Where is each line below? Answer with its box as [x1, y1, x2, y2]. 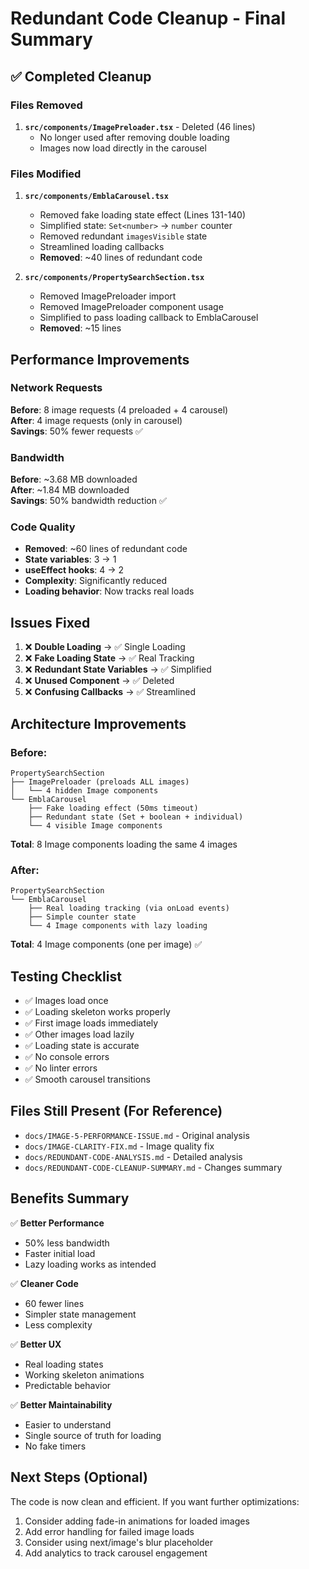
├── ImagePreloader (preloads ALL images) [10, 777, 190, 787]
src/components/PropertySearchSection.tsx [24, 273, 205, 283]
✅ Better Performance [10, 1217, 105, 1229]
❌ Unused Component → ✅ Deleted [24, 675, 175, 687]
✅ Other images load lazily [24, 1028, 135, 1041]
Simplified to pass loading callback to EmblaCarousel [39, 312, 259, 324]
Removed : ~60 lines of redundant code [24, 543, 188, 555]
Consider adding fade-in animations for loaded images [24, 1515, 250, 1527]
